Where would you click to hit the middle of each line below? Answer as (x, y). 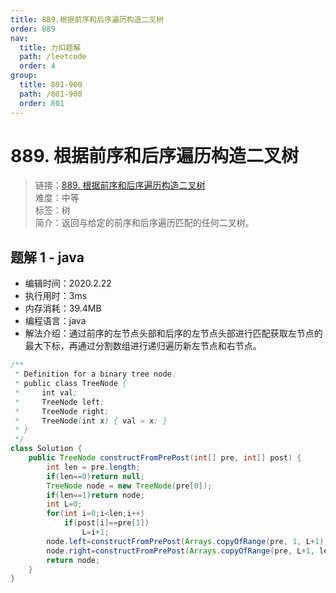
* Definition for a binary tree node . (95, 374)
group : (24, 76)
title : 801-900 (51, 85)
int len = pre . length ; (93, 467)
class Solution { (46, 449)
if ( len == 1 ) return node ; (95, 495)
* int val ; (46, 392)
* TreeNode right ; (62, 411)
